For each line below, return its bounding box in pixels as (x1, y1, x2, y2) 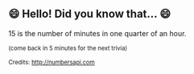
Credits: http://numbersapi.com (8, 58, 95, 66)
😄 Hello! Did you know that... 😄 (8, 7, 171, 21)
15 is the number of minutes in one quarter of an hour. (8, 28, 187, 38)
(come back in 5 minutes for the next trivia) (8, 44, 127, 52)
